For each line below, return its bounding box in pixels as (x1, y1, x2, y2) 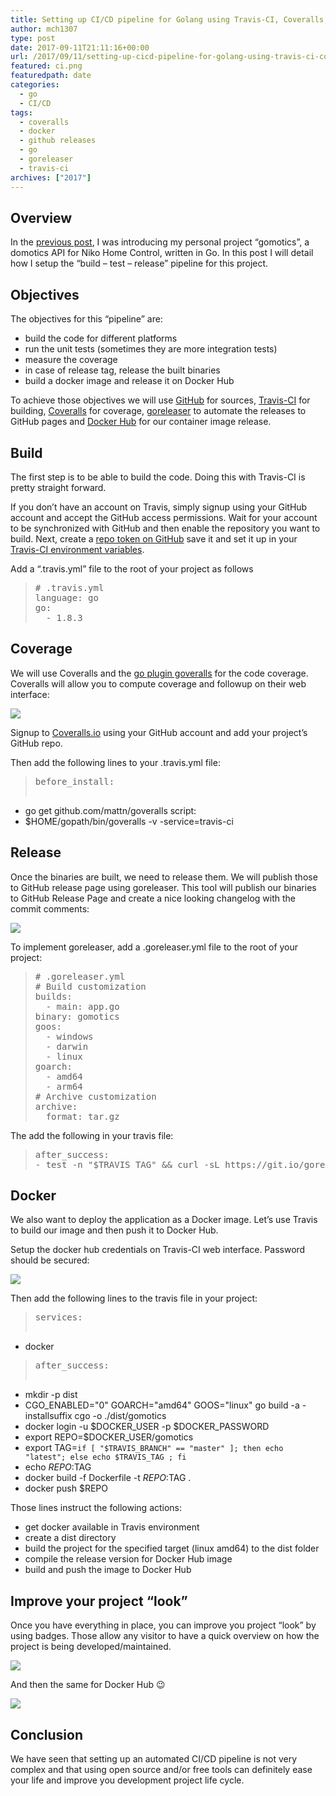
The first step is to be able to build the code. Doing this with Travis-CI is (10, 471, 306, 483)
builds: (34, 991, 73, 1002)
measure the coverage (24, 354, 118, 366)
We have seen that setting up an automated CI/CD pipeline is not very (10, 1753, 298, 1765)
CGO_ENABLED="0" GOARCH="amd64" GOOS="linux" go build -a (24, 1399, 300, 1411)
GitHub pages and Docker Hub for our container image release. (10, 416, 272, 428)
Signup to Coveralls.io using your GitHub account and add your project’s (10, 726, 308, 738)
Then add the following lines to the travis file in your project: (10, 1292, 258, 1305)
